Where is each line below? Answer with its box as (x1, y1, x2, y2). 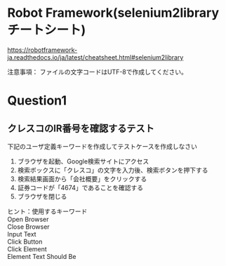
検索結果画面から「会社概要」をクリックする (17, 174, 147, 183)
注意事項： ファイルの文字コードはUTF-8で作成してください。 (7, 67, 187, 76)
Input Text (7, 230, 36, 238)
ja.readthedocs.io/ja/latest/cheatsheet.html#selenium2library (7, 53, 184, 61)
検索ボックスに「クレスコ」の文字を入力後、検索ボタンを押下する (17, 166, 208, 174)
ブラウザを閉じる (17, 192, 67, 201)
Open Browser (7, 215, 49, 223)
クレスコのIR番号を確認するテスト (7, 122, 154, 134)
